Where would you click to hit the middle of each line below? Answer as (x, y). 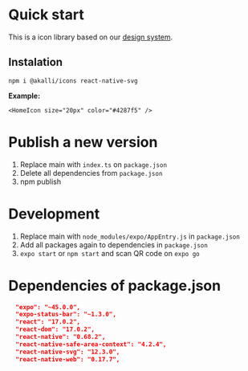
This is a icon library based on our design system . (91, 37)
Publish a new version (83, 142)
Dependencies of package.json (115, 285)
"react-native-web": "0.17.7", (68, 359)
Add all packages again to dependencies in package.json (114, 245)
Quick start (46, 15)
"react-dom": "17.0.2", (55, 330)
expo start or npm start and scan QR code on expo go (110, 253)
